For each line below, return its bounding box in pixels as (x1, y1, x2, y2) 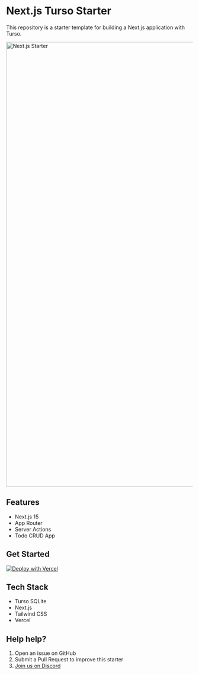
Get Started (6, 549, 50, 559)
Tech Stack (6, 582, 49, 592)
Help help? (6, 633, 47, 644)
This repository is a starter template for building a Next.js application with (6, 24, 185, 31)
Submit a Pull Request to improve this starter (14, 656, 124, 663)
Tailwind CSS (14, 610, 47, 617)
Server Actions (14, 526, 52, 533)
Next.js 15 (14, 513, 39, 520)
